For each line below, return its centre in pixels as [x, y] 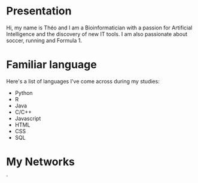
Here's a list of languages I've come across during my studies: [83, 81]
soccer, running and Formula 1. [44, 40]
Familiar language [51, 65]
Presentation [39, 11]
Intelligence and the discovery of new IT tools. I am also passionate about [97, 34]
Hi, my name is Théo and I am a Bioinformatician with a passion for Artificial [99, 28]
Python [24, 93]
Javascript [28, 118]
